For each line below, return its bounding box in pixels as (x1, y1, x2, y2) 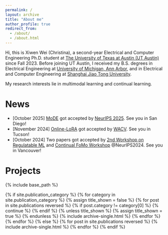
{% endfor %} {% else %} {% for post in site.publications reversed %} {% (5, 218, 158, 224)
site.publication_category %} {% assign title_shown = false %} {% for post (5, 197, 159, 203)
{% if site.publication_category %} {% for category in (5, 192, 116, 198)
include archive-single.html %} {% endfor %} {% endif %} (5, 223, 126, 230)
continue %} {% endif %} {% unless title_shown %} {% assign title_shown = (5, 208, 162, 214)
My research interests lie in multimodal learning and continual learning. (5, 80, 152, 86)
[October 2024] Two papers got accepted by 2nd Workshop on (12, 136, 144, 143)
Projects (5, 165, 41, 176)
